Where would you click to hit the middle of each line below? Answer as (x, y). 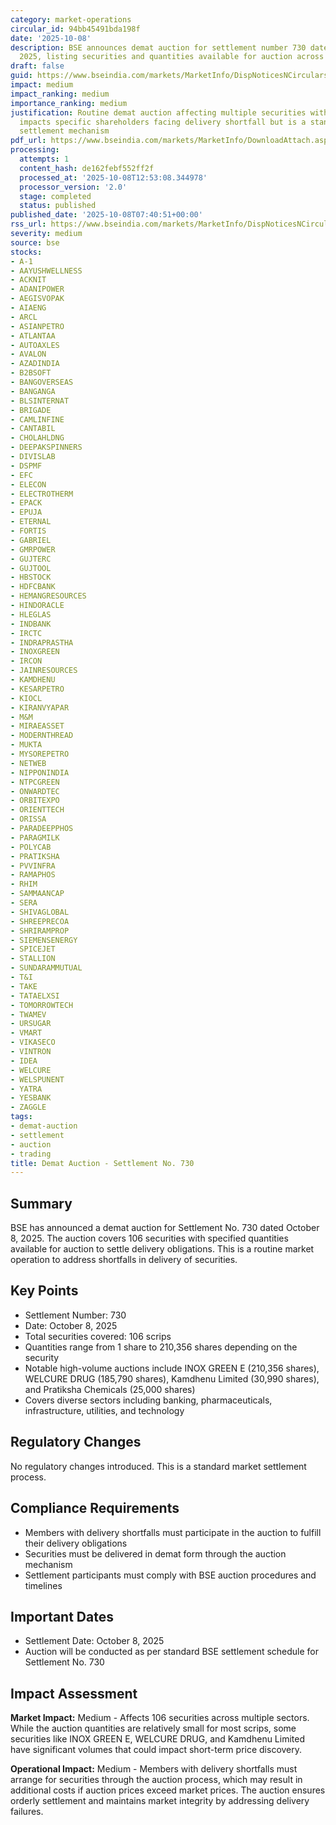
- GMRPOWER (33, 549)
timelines (43, 1585)
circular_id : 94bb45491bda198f (75, 29)
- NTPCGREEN (35, 782)
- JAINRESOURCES (44, 671)
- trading (31, 1154)
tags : (21, 1117)
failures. (27, 1812)
